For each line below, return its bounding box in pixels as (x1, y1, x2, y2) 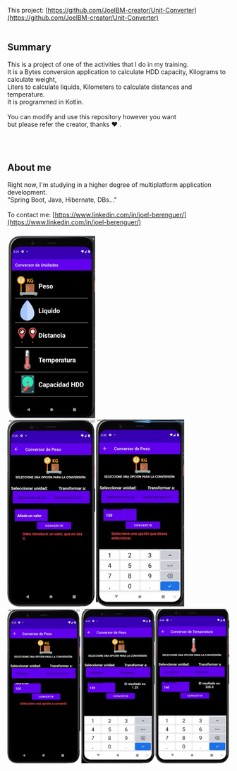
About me (7, 162, 51, 174)
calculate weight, (7, 75, 57, 83)
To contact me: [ (7, 210, 55, 219)
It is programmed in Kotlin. (7, 97, 84, 106)
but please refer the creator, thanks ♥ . (7, 120, 121, 128)
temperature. (7, 90, 45, 98)
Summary (7, 42, 51, 54)
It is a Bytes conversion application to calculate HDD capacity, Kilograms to (7, 67, 226, 76)
